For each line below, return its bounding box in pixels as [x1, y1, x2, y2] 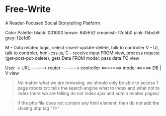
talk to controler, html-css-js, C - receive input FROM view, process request [5, 50, 160, 56]
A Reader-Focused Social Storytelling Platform [5, 20, 100, 26]
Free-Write [5, 3, 51, 15]
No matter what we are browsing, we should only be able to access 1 [17, 80, 158, 86]
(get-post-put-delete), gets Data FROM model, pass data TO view [5, 55, 140, 61]
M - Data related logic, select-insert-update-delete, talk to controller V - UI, [5, 44, 159, 50]
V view [5, 70, 19, 76]
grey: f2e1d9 [5, 35, 31, 41]
